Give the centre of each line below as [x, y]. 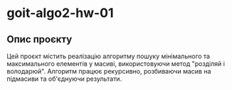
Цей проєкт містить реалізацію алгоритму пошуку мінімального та [109, 56]
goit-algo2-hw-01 [60, 13]
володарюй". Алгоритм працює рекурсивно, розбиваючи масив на [109, 71]
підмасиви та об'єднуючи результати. [64, 79]
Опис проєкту [39, 39]
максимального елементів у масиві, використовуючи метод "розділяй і [116, 64]
